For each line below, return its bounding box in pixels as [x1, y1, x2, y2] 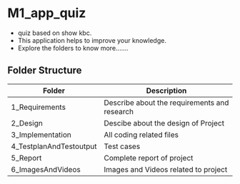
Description [146, 86, 187, 96]
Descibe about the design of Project [103, 118, 225, 128]
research [103, 106, 134, 116]
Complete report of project [103, 153, 194, 163]
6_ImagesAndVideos [11, 164, 81, 174]
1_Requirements [11, 102, 66, 112]
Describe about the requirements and [103, 98, 229, 108]
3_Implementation [11, 130, 71, 140]
